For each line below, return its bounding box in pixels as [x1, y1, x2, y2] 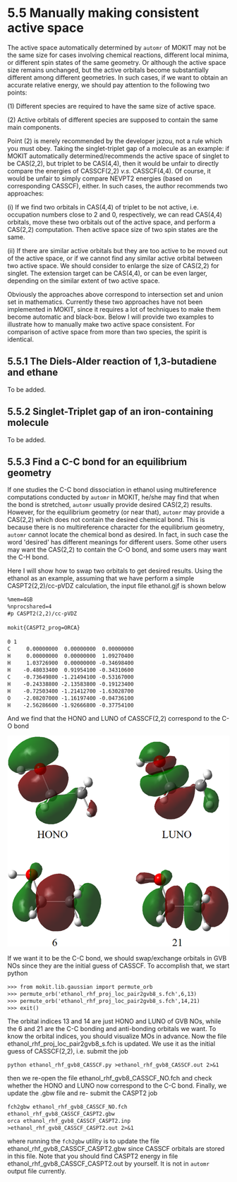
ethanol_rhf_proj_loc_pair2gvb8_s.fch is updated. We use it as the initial [7, 1039, 216, 1048]
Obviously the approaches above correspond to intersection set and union [7, 290, 224, 298]
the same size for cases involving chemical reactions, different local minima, [7, 51, 229, 59]
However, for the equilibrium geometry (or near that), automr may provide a [7, 508, 225, 516]
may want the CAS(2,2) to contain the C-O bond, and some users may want [7, 545, 227, 554]
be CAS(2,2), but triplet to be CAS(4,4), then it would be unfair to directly [7, 159, 219, 167]
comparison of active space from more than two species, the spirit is [7, 327, 207, 336]
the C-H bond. [7, 553, 49, 561]
